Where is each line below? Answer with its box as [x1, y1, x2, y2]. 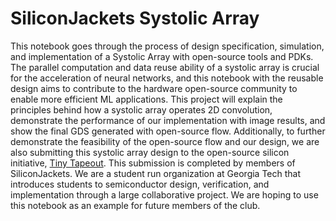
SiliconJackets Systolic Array [10, 7, 260, 30]
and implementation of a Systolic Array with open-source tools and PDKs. [10, 50, 314, 62]
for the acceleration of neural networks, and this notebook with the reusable [10, 72, 324, 84]
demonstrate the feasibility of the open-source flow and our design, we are [10, 135, 320, 147]
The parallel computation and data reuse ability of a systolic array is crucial [10, 61, 320, 73]
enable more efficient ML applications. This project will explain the [10, 93, 283, 105]
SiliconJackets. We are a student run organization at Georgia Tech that [10, 167, 302, 179]
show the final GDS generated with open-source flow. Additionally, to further [10, 125, 326, 137]
